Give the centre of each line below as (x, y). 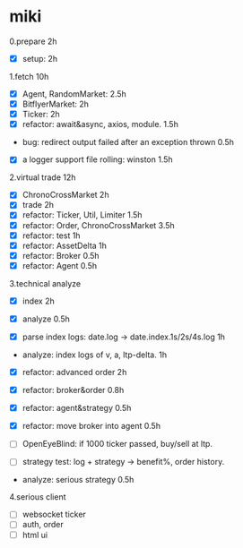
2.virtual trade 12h (43, 177)
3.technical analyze (45, 283)
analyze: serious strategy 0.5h (78, 480)
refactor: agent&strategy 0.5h (77, 408)
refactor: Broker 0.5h (61, 255)
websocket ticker (54, 514)
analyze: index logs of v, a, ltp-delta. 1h (95, 355)
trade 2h (38, 205)
